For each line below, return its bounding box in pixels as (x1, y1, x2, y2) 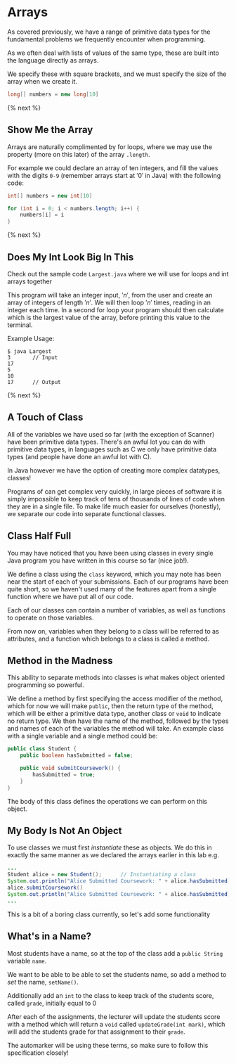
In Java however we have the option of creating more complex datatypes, (7, 466, 221, 475)
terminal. (7, 321, 33, 329)
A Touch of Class (7, 411, 84, 423)
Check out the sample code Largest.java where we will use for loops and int (7, 269, 229, 278)
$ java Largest (7, 347, 52, 355)
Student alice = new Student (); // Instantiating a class (7, 871, 197, 878)
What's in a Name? (7, 930, 91, 942)
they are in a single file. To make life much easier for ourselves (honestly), (7, 502, 221, 511)
